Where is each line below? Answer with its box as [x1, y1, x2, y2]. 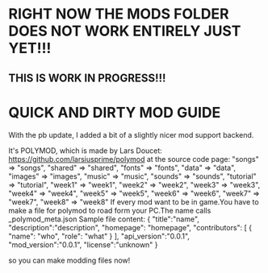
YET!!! [8, 39, 52, 57]
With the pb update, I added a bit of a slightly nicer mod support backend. [8, 130, 254, 139]
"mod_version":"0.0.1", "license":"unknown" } [8, 239, 159, 250]
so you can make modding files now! [8, 255, 131, 265]
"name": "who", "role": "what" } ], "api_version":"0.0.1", [8, 231, 190, 241]
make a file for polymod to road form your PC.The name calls [8, 205, 211, 215]
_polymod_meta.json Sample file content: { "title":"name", [8, 214, 200, 224]
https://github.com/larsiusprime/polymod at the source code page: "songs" [8, 154, 260, 163]
